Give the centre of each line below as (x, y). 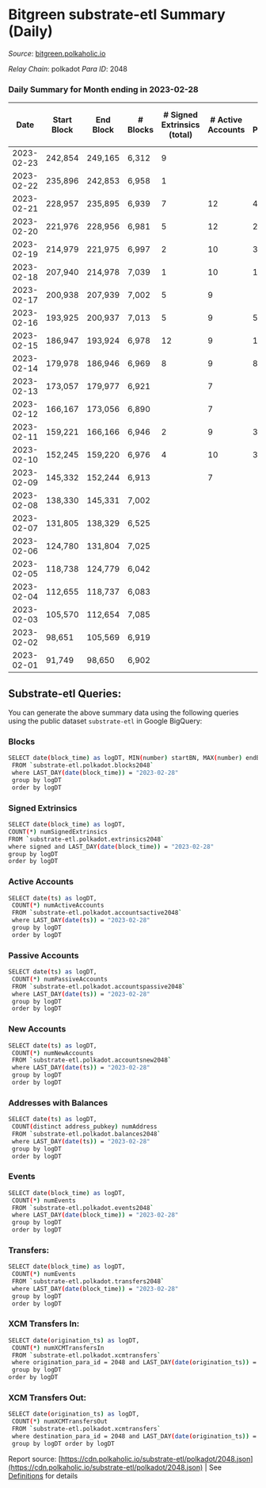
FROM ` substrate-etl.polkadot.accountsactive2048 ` (97, 913)
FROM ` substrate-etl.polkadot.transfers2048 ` (88, 1282)
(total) (180, 135)
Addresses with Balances (58, 1103)
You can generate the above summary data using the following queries (123, 713)
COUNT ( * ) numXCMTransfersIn (58, 1347)
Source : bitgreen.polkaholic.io (57, 53)
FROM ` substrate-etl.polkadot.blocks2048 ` (83, 765)
